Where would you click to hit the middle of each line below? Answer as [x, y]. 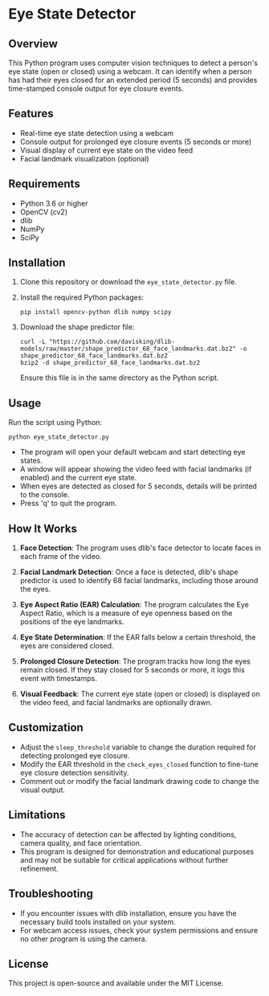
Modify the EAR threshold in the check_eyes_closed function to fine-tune [139, 764]
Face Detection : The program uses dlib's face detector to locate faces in [141, 548]
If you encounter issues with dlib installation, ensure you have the [128, 913]
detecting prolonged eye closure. [75, 755]
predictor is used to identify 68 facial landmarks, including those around [139, 581]
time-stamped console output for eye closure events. [96, 88]
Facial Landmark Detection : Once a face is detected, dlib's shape [129, 572]
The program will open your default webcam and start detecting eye [132, 452]
